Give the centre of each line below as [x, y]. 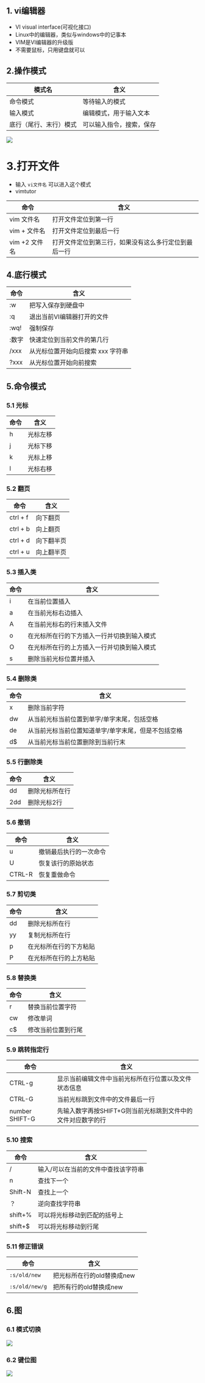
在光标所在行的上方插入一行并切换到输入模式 [92, 647]
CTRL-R [21, 874]
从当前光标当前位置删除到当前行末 [77, 742]
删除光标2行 [45, 803]
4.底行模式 [27, 275]
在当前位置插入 [49, 601]
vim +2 [19, 242]
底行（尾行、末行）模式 [43, 124]
